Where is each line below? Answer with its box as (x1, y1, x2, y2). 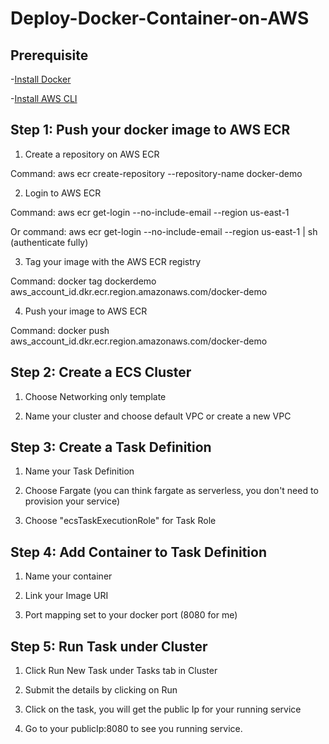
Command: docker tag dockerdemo (10, 275, 157, 287)
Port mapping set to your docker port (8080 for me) (24, 609, 238, 621)
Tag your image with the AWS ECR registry (24, 255, 202, 267)
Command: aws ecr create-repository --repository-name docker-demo (10, 167, 303, 179)
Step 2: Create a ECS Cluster (10, 364, 192, 381)
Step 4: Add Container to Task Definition (10, 543, 267, 561)
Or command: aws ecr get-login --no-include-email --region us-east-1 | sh (10, 225, 318, 237)
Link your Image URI (24, 590, 109, 602)
